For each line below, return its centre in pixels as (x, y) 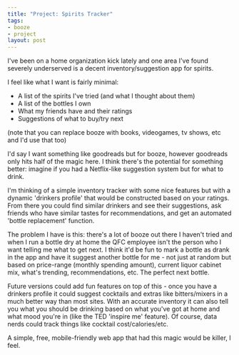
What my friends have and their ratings (75, 111)
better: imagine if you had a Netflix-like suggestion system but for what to (116, 169)
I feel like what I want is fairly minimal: (63, 82)
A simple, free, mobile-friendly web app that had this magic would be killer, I (119, 338)
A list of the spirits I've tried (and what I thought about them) (106, 96)
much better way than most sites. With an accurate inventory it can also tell (118, 302)
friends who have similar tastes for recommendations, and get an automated (119, 213)
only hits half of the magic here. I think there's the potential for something (115, 162)
